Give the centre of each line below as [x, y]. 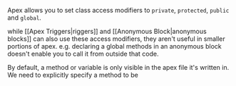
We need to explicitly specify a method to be [73, 75]
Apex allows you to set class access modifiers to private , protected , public [118, 10]
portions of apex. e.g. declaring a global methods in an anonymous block [115, 46]
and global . [24, 18]
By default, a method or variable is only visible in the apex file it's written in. [118, 67]
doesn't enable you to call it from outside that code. [83, 54]
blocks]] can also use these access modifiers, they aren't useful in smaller [117, 39]
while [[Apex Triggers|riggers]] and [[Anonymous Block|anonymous [107, 31]
